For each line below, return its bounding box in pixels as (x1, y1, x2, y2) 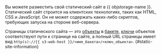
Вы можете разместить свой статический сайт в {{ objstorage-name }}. (5, 4, 152, 10)
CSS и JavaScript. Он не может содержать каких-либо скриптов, (5, 14, 139, 20)
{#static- (135, 39, 153, 44)
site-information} (5, 44, 39, 49)
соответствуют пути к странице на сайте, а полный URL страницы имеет (5, 33, 156, 39)
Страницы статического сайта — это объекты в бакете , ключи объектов (5, 29, 155, 34)
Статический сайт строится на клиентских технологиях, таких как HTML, (5, 9, 157, 15)
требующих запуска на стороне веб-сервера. (5, 19, 100, 25)
